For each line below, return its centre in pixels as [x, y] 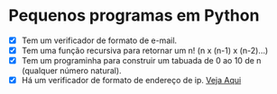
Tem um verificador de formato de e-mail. [99, 40]
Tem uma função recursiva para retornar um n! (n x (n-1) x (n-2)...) [145, 51]
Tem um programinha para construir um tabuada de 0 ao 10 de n [141, 61]
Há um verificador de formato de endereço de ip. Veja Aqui [131, 81]
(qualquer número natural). [72, 71]
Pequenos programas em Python [134, 16]
